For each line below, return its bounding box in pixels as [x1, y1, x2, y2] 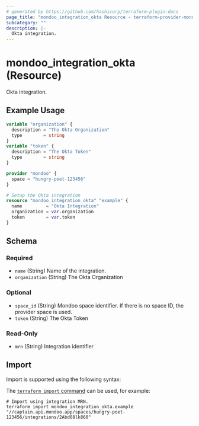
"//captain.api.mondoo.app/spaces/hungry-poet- [6, 409, 126, 415]
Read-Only [6, 329, 38, 338]
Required [6, 254, 33, 262]
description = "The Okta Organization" [11, 127, 110, 133]
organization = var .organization [11, 209, 94, 215]
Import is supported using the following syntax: [6, 376, 121, 383]
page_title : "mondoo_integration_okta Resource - [6, 14, 131, 20]
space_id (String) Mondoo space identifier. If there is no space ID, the [14, 302, 184, 309]
